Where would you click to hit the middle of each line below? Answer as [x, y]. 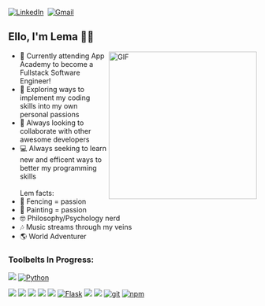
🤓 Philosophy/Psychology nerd [70, 218]
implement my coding [55, 98]
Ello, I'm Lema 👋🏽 [51, 37]
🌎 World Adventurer [53, 236]
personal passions [49, 114]
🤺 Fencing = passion [53, 201]
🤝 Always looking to [52, 123]
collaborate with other [55, 131]
